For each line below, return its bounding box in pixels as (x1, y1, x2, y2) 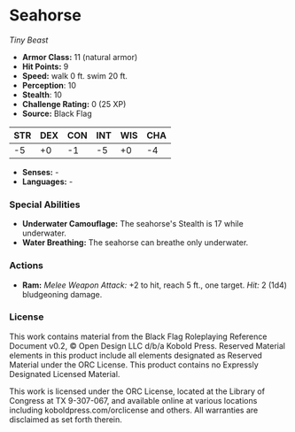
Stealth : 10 (21, 89, 62, 100)
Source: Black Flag (21, 108, 92, 119)
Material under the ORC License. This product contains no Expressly (9, 359, 259, 370)
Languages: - (21, 176, 74, 187)
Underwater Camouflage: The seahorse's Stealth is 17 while (21, 219, 244, 229)
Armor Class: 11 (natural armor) (21, 51, 138, 62)
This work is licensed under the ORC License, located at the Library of (9, 386, 266, 397)
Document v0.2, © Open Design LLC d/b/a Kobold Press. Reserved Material (9, 340, 286, 351)
